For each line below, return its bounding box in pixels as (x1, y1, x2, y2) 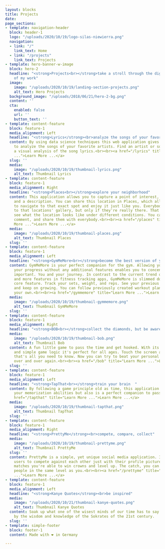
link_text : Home (14, 48, 48, 53)
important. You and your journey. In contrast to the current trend (14, 272, 157, 277)
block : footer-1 (9, 527, 43, 533)
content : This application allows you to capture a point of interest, (9, 194, 160, 199)
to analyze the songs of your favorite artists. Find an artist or (14, 144, 155, 149)
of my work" (14, 76, 38, 81)
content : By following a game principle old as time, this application (9, 386, 160, 391)
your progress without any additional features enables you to (14, 267, 146, 273)
